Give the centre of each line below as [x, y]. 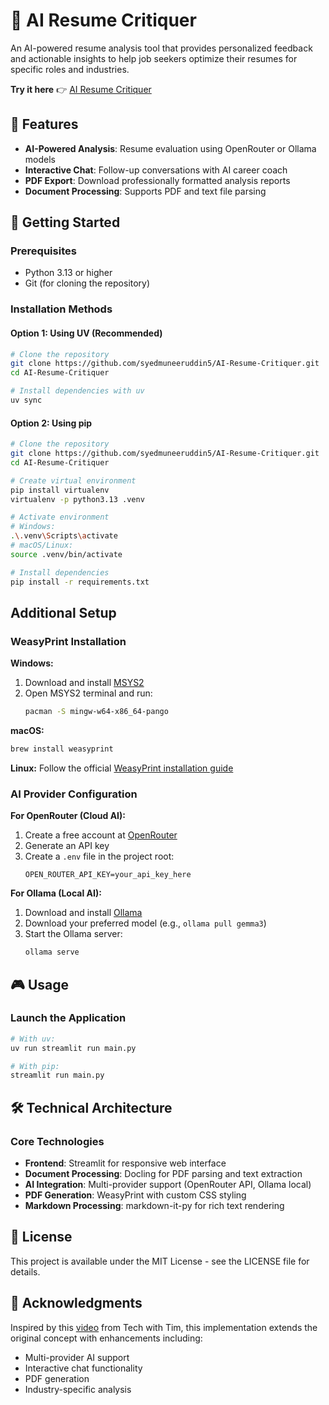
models [40, 159]
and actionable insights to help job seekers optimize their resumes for [154, 58]
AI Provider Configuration [74, 794]
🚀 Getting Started [65, 222]
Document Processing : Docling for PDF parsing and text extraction [163, 1173]
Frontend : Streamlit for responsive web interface [125, 1163]
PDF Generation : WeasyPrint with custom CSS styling [135, 1195]
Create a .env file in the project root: [99, 856]
